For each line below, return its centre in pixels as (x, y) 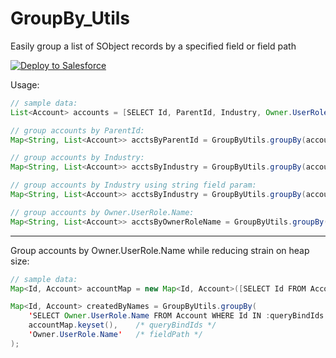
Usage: (25, 84)
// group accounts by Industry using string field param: (133, 185)
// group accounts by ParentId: (77, 130)
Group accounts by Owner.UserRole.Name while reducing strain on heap (160, 250)
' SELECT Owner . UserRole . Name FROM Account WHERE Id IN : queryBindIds (176, 316)
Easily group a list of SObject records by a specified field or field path (153, 46)
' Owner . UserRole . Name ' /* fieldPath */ (115, 335)
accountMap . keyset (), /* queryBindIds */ (122, 325)
